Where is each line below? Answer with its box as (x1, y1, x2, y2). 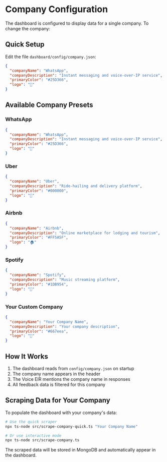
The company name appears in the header (12, 371, 101, 377)
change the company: (5, 25, 51, 31)
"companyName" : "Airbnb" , (10, 225, 64, 230)
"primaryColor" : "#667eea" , (10, 329, 69, 334)
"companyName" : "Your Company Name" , (10, 319, 89, 324)
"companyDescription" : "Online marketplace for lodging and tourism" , (10, 230, 160, 236)
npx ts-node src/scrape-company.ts (5, 438, 80, 443)
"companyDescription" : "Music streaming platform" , (10, 277, 120, 282)
